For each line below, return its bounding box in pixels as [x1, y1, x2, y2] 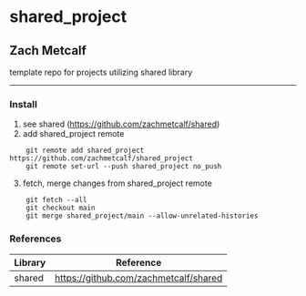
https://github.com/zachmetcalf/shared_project [9, 154, 194, 163]
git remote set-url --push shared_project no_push [25, 162, 222, 171]
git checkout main [25, 203, 96, 213]
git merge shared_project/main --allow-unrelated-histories [25, 211, 259, 220]
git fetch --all [25, 196, 88, 205]
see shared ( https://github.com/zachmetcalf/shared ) [22, 118, 220, 129]
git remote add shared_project [25, 146, 145, 156]
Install [9, 97, 38, 110]
